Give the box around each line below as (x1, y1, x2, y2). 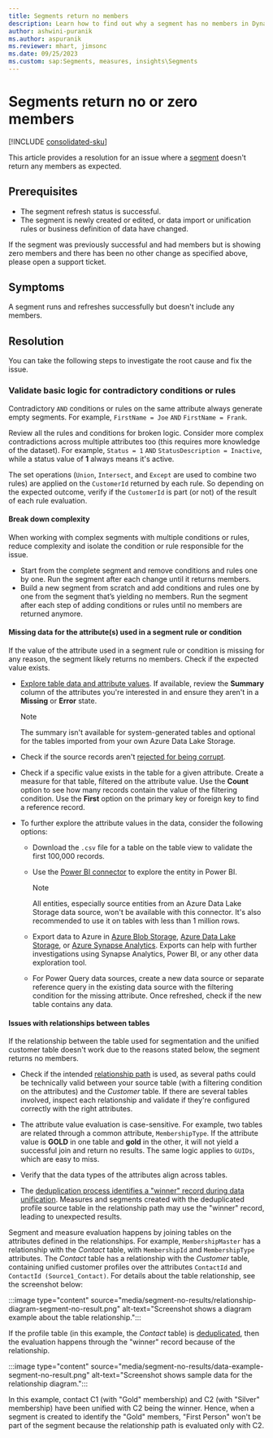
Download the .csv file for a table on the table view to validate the (32, 842, 253, 852)
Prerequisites (8, 185, 78, 199)
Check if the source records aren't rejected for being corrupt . (19, 751, 226, 762)
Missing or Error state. (19, 696, 97, 706)
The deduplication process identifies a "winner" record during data (19, 1186, 245, 1196)
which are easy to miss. (19, 1154, 100, 1164)
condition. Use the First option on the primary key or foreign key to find (19, 794, 259, 803)
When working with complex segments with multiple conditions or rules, (8, 532, 250, 542)
